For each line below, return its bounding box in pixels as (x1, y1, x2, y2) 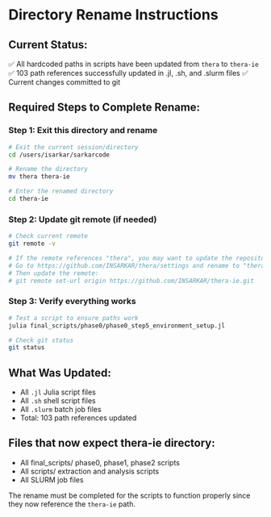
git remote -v (8, 240, 56, 248)
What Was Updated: (8, 365, 111, 380)
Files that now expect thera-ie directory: (8, 436, 215, 450)
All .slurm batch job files (19, 405, 102, 415)
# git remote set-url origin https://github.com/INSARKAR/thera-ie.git (8, 277, 254, 285)
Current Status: (8, 38, 88, 52)
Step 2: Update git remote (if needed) (8, 214, 157, 225)
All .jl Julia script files (19, 387, 97, 397)
